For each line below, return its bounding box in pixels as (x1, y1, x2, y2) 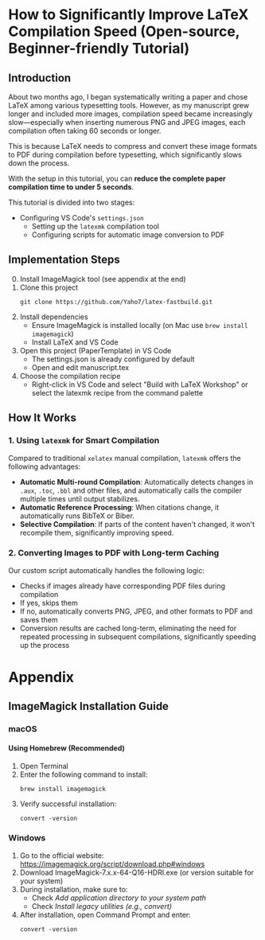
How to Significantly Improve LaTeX (8, 6, 249, 24)
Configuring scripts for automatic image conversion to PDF (31, 230, 225, 240)
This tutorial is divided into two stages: (8, 197, 135, 207)
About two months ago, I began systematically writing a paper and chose (8, 92, 248, 101)
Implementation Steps (8, 253, 121, 267)
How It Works (8, 411, 77, 425)
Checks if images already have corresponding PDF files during (19, 581, 225, 591)
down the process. (8, 158, 70, 168)
